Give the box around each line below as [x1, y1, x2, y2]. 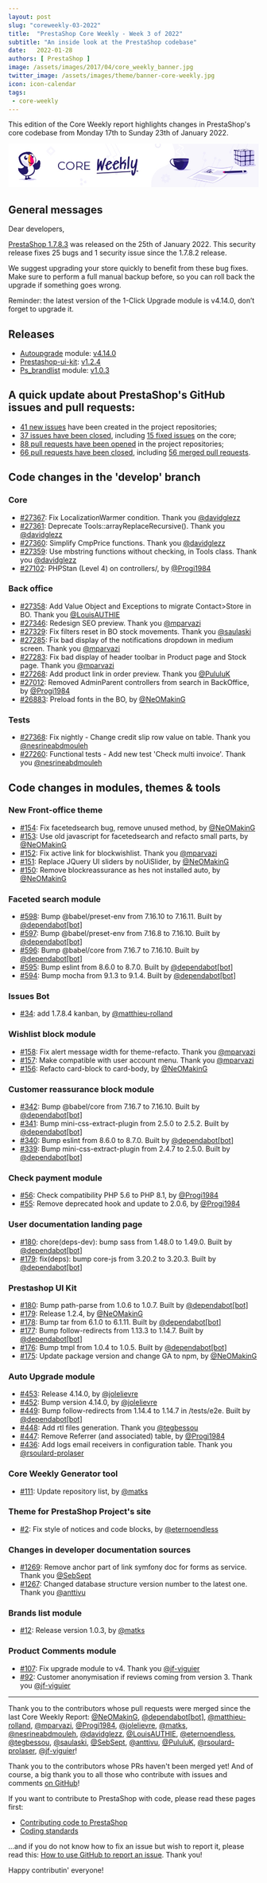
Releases [8, 327, 55, 341]
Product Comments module [8, 1646, 117, 1657]
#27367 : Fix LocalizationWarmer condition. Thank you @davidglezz [19, 512, 241, 522]
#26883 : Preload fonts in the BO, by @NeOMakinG [19, 694, 186, 704]
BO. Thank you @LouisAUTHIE [19, 609, 121, 619]
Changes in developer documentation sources [8, 1544, 191, 1555]
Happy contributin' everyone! [8, 1865, 104, 1875]
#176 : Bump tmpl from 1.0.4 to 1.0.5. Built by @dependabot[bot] [19, 1342, 227, 1352]
